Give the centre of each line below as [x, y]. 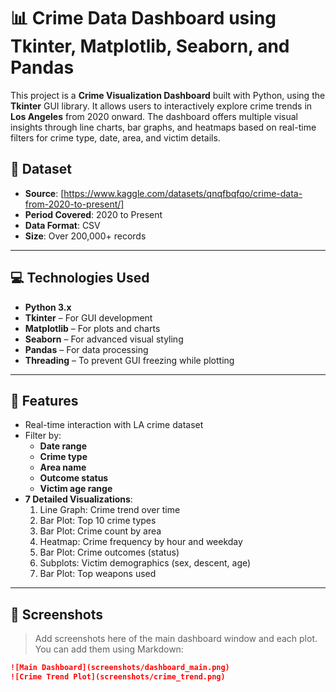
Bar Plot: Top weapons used [98, 574]
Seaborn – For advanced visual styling [104, 339]
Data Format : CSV [62, 225]
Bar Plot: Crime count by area [100, 531]
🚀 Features [44, 400]
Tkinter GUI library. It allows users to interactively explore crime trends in [161, 106]
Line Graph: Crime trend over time [110, 510]
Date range [63, 446]
